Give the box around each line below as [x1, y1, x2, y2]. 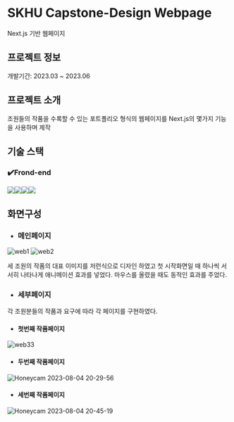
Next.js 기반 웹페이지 [7, 29, 66, 37]
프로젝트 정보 [7, 51, 61, 64]
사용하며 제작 [14, 123, 51, 132]
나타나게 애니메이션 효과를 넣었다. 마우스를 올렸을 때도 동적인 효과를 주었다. [20, 270, 228, 279]
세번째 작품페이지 [17, 390, 66, 399]
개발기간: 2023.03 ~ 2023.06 [7, 72, 90, 80]
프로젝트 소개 [7, 94, 61, 106]
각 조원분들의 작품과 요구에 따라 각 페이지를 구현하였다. [7, 307, 158, 316]
